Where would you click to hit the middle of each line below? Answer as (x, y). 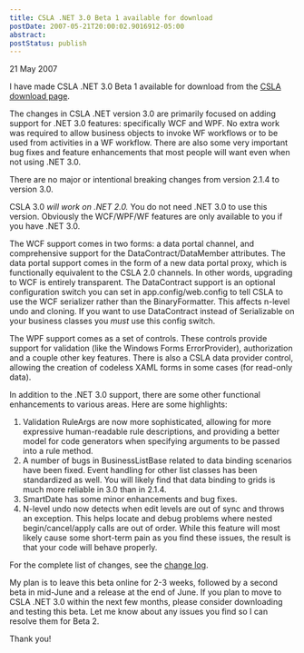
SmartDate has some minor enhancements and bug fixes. (130, 500)
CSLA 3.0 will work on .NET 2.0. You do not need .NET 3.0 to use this (138, 207)
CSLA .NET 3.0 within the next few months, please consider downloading (146, 602)
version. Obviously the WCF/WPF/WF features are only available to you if (146, 217)
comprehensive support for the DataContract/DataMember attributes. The (147, 253)
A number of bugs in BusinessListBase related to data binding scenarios (157, 460)
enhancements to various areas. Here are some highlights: (119, 404)
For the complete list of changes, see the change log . (109, 565)
